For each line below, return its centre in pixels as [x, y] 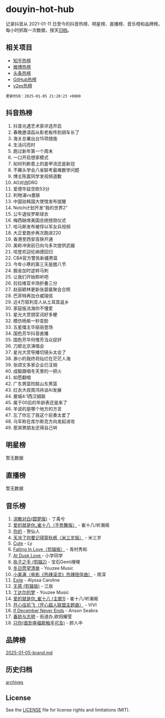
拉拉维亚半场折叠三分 [35, 283]
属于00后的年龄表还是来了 [40, 402]
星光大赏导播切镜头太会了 [39, 352]
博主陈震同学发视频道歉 [37, 176]
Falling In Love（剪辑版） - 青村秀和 [50, 549]
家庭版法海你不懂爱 [33, 308]
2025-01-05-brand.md [29, 653]
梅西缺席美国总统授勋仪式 [39, 220]
